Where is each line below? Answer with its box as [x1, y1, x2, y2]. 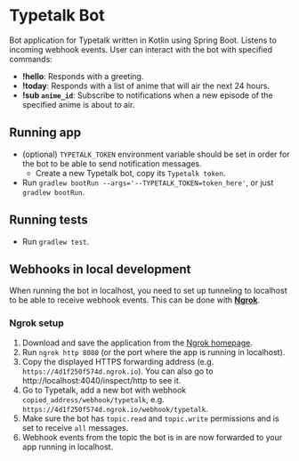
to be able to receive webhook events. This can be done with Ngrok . [9, 295, 261, 305]
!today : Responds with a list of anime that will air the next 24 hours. [21, 80, 270, 91]
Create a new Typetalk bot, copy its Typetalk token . [35, 167, 226, 178]
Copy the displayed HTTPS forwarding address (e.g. [21, 356, 214, 367]
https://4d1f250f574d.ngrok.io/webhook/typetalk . [21, 403, 209, 414]
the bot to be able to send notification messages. [21, 158, 202, 169]
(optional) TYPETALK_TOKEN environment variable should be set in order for [21, 149, 291, 159]
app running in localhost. [21, 441, 114, 452]
